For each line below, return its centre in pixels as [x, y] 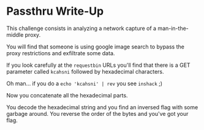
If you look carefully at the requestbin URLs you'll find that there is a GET [99, 65]
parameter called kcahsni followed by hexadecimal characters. [85, 71]
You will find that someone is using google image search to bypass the [96, 47]
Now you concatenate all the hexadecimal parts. [67, 95]
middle [15, 34]
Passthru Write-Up [55, 11]
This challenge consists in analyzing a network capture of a [81, 28]
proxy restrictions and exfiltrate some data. [61, 53]
